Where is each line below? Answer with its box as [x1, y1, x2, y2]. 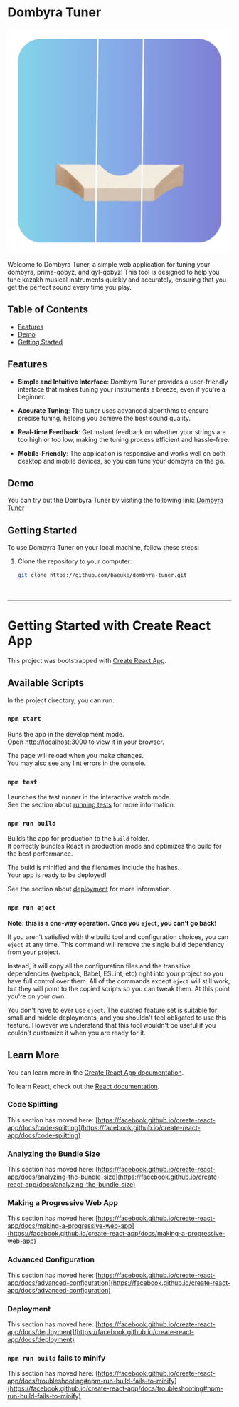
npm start [7, 715, 41, 723]
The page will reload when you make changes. [7, 751, 144, 759]
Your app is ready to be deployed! [7, 871, 107, 879]
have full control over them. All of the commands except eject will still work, [7, 976, 230, 985]
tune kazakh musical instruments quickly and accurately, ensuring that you [7, 275, 227, 284]
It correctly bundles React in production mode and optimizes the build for [7, 842, 222, 851]
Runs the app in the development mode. [7, 730, 124, 738]
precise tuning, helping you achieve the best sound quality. [17, 414, 191, 422]
